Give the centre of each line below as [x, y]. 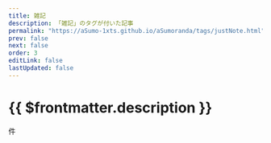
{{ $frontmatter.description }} [110, 107]
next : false [28, 46]
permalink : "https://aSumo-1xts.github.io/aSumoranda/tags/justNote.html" [137, 31]
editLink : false [35, 61]
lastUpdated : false [41, 68]
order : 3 [23, 53]
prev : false [28, 38]
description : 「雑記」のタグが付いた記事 [71, 23]
